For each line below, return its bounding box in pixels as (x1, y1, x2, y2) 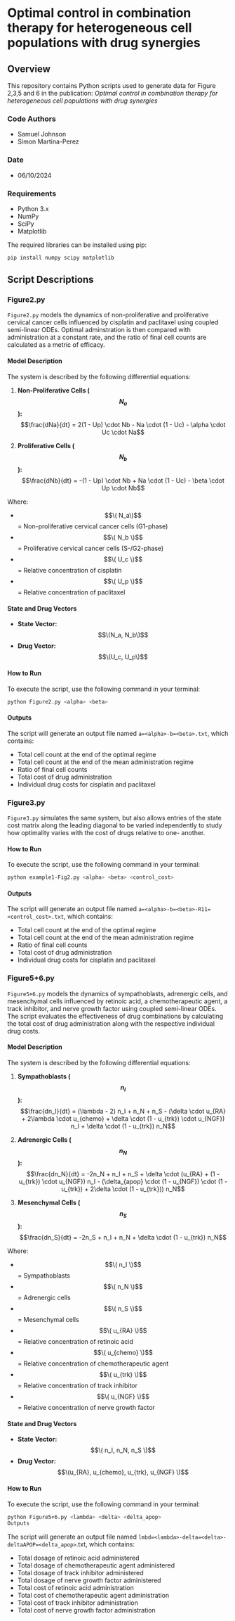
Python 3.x (17, 204, 49, 212)
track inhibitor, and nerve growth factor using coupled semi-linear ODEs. (7, 1004, 217, 1012)
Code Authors (7, 114, 56, 124)
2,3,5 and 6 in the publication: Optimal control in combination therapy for (7, 89, 218, 97)
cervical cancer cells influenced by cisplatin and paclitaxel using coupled (7, 318, 219, 326)
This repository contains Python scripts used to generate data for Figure (7, 82, 216, 89)
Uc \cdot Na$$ (101, 428, 145, 437)
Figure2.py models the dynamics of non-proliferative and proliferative (7, 311, 209, 319)
